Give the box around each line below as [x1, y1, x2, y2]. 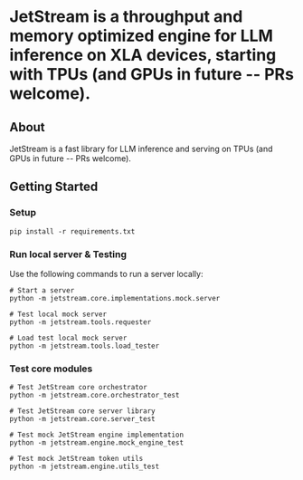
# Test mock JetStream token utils [9, 455, 144, 464]
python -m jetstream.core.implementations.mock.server [9, 293, 221, 302]
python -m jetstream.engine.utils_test [9, 462, 160, 472]
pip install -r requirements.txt [9, 226, 136, 236]
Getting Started [9, 179, 99, 195]
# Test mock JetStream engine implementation [9, 430, 184, 440]
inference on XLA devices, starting [9, 45, 277, 65]
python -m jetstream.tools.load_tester [9, 341, 160, 350]
